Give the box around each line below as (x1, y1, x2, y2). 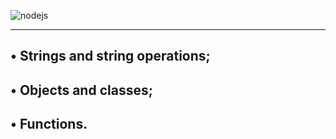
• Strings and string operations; (10, 48, 211, 65)
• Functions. (10, 116, 88, 133)
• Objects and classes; (10, 81, 153, 99)
